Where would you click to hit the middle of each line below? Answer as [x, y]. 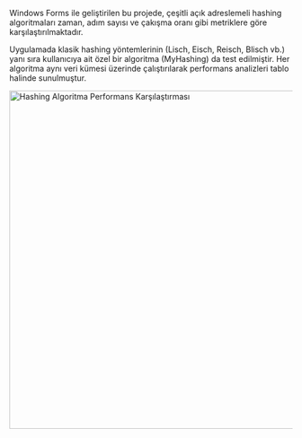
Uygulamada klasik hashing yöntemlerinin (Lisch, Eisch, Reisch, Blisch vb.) [147, 49]
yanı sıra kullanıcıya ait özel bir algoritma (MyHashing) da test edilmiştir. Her [150, 59]
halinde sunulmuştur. [48, 78]
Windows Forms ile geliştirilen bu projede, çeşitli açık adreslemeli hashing [146, 13]
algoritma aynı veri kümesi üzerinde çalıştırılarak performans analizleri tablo [149, 68]
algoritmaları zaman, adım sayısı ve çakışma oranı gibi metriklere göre [138, 22]
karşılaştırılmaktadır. [46, 32]
